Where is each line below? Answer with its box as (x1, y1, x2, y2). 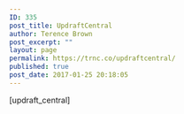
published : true (9, 63, 69, 72)
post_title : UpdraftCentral (9, 21, 113, 30)
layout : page (9, 46, 57, 55)
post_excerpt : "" (9, 37, 73, 47)
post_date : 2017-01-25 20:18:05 (9, 71, 128, 80)
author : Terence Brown (9, 29, 93, 38)
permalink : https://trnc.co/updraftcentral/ (9, 54, 176, 63)
